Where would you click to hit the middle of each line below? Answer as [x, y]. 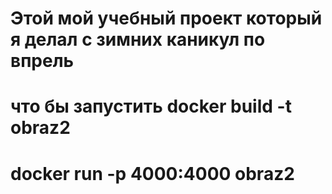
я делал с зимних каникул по [138, 39]
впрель [42, 61]
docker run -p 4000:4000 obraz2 [152, 173]
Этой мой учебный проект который [166, 18]
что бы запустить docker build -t [151, 106]
